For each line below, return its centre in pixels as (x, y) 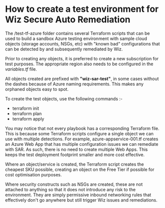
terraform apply (28, 119)
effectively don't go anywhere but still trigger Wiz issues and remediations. (81, 200)
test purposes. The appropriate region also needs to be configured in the (79, 64)
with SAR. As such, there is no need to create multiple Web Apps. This (77, 149)
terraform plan (27, 113)
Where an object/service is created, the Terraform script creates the (75, 164)
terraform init (26, 108)
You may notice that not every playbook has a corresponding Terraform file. (82, 128)
